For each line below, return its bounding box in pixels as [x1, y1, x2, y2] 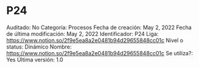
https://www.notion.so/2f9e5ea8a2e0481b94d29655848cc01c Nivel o [6, 36, 184, 44]
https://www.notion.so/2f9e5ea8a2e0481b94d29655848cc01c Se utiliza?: [6, 49, 194, 56]
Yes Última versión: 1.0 [6, 56, 63, 63]
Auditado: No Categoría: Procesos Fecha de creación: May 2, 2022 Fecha [6, 24, 192, 31]
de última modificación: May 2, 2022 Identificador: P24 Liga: [6, 30, 159, 37]
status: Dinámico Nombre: [6, 43, 72, 50]
